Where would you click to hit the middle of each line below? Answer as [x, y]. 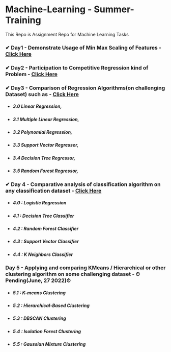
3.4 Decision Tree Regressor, [44, 158]
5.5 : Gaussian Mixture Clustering [49, 344]
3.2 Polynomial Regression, [42, 132]
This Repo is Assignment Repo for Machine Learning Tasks [67, 34]
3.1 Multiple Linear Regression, [46, 119]
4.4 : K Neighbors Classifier [43, 254]
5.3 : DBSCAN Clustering [39, 318]
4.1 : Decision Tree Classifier [44, 216]
